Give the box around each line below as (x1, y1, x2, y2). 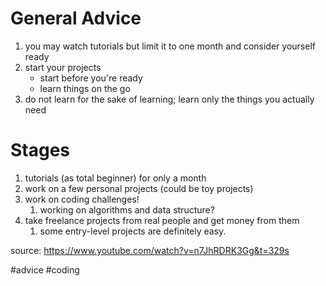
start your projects (24, 61, 102, 73)
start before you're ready (39, 72, 143, 84)
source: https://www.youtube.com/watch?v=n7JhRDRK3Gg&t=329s (10, 244, 290, 256)
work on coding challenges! (24, 193, 140, 205)
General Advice (10, 7, 142, 30)
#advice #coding (10, 263, 80, 276)
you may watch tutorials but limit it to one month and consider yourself (24, 40, 316, 52)
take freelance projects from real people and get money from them (24, 214, 300, 226)
